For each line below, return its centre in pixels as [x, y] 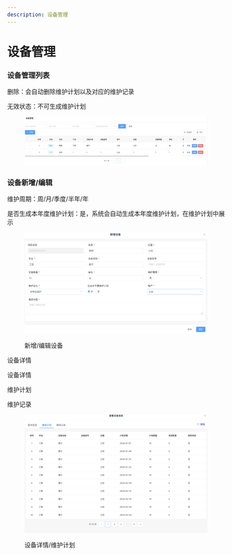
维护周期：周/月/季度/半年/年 [48, 199]
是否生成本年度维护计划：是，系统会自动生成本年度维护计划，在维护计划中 [113, 214]
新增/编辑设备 [44, 345]
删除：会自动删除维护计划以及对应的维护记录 [71, 92]
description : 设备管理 [38, 15]
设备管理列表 [29, 75]
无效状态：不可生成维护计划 [47, 107]
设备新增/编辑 [30, 182]
